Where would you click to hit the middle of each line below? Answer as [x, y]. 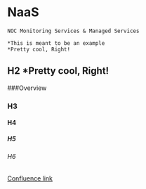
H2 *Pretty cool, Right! [58, 71]
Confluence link [30, 178]
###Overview [27, 88]
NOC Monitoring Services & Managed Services [73, 31]
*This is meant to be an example [56, 43]
